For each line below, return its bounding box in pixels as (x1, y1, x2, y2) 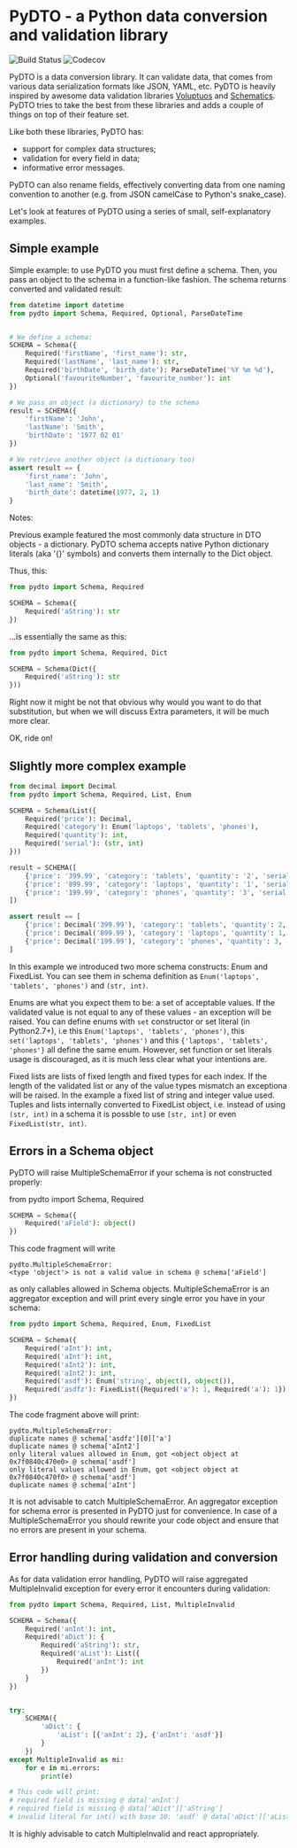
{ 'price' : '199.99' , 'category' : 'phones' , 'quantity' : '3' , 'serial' (25, 888, 291, 897)
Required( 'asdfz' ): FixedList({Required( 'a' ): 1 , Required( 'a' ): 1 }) (25, 1385, 287, 1394)
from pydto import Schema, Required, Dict (9, 648, 168, 657)
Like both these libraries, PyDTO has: (9, 126, 144, 136)
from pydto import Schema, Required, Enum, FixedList (9, 1320, 212, 1329)
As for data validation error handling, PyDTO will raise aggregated (9, 1573, 248, 1584)
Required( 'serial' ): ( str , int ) (25, 839, 144, 848)
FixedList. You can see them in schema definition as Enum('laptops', (9, 970, 260, 981)
